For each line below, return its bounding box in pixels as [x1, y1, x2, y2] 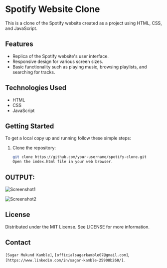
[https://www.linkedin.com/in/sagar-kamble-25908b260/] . [5, 256, 125, 263]
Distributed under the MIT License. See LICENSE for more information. [5, 223, 150, 229]
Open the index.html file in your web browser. [12, 159, 113, 164]
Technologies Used [5, 83, 66, 92]
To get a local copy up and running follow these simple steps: [5, 135, 131, 141]
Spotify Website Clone [5, 3, 100, 15]
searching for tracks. [12, 69, 56, 75]
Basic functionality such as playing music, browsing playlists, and [12, 63, 147, 69]
